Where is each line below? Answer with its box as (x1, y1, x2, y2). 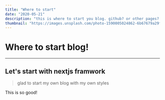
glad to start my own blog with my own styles (17, 80, 109, 86)
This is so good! (5, 90, 38, 95)
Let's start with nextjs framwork (5, 67, 106, 76)
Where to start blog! (5, 42, 89, 53)
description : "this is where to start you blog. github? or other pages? (5, 16, 160, 21)
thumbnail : (5, 20, 27, 26)
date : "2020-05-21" (5, 12, 45, 17)
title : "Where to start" (5, 7, 56, 12)
